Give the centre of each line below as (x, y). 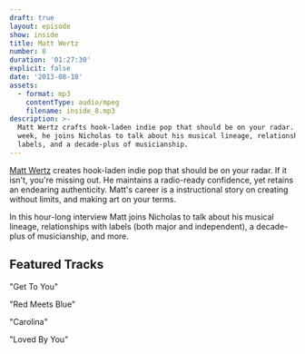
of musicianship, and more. (78, 236)
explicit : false (40, 69)
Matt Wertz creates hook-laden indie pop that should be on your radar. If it (148, 170)
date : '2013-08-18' (46, 77)
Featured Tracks (57, 265)
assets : (24, 85)
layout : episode (40, 26)
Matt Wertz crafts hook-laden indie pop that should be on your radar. (156, 128)
